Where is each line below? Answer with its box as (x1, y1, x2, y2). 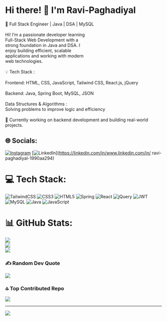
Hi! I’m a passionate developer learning (5, 31, 85, 37)
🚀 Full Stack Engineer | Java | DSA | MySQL (5, 21, 94, 27)
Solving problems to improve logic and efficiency (5, 106, 105, 112)
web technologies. (5, 58, 43, 64)
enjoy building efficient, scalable (5, 47, 72, 53)
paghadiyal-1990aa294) (5, 155, 55, 161)
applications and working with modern (5, 52, 84, 59)
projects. (5, 122, 23, 128)
